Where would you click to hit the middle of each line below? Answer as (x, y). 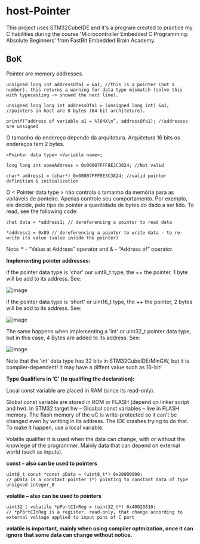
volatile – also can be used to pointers (54, 496)
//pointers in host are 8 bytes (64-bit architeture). (76, 111)
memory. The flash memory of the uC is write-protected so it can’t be (92, 415)
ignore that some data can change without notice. (69, 534)
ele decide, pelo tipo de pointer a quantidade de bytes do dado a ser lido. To (100, 205)
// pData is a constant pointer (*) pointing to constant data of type (97, 479)
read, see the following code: (42, 211)
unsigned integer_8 (30, 485)
